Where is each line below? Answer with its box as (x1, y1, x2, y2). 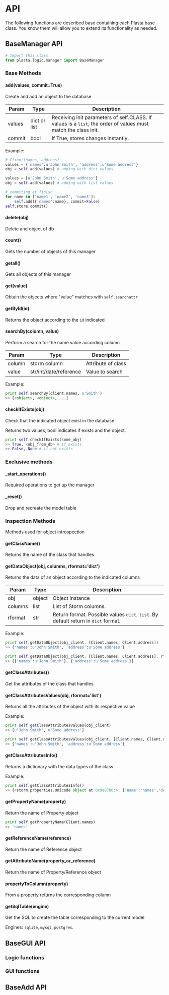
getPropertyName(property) (5, 798, 66, 804)
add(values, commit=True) (5, 82, 62, 88)
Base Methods (5, 70, 41, 77)
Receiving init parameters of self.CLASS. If (51, 114, 152, 121)
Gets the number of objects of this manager (5, 248, 96, 255)
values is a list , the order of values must (51, 120, 149, 127)
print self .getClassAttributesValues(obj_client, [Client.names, (5, 736, 145, 741)
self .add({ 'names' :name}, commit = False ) (14, 199, 100, 204)
